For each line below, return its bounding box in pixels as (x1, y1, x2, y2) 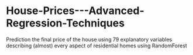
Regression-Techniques (6, 16, 125, 30)
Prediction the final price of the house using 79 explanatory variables (6, 36, 173, 43)
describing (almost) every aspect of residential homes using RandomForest (6, 42, 187, 49)
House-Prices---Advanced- (6, 4, 144, 18)
